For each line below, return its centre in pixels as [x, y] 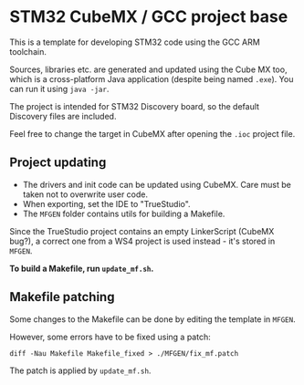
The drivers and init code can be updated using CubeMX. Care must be [157, 184]
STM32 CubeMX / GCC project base [149, 17]
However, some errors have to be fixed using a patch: [110, 337]
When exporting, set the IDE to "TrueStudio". [106, 203]
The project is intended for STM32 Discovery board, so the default [135, 106]
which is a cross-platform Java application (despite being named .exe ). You [152, 78]
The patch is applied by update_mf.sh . [80, 370]
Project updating [58, 163]
